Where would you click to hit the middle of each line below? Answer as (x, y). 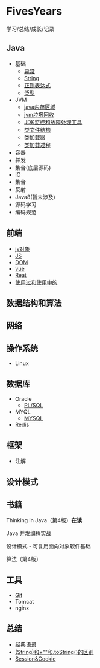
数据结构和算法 (34, 303)
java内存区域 (40, 107)
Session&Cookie (35, 659)
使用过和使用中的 (36, 282)
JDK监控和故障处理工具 (53, 122)
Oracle (23, 398)
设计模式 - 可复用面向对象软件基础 (49, 546)
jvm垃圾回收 (39, 114)
